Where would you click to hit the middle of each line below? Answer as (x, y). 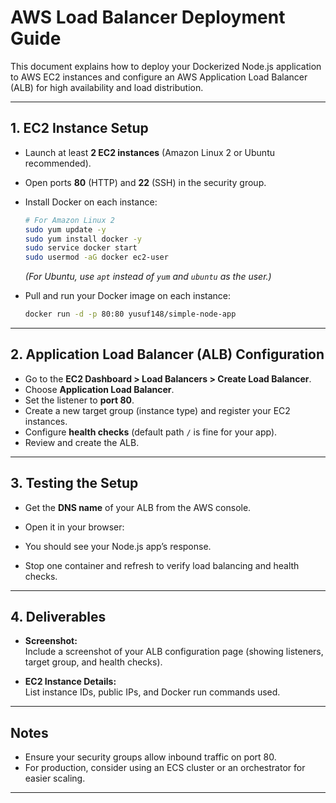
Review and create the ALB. (82, 442)
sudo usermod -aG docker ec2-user (96, 257)
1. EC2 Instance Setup (79, 128)
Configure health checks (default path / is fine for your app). (151, 432)
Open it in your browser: (74, 527)
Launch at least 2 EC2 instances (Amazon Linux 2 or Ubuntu (149, 152)
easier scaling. (55, 778)
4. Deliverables (58, 617)
